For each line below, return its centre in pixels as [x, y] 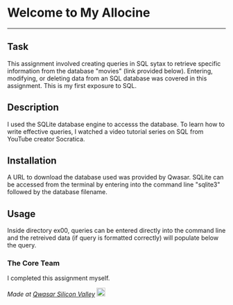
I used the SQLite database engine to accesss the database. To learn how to [116, 124]
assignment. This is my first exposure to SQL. [72, 85]
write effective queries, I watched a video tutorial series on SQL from [105, 131]
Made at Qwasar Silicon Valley [51, 294]
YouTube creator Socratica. [46, 139]
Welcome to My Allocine [79, 13]
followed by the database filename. [57, 192]
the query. [22, 245]
